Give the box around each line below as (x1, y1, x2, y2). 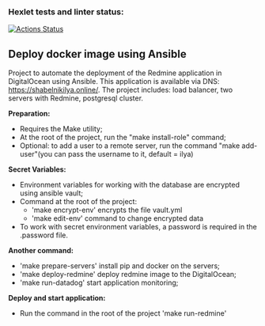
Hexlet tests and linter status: (8, 6, 124, 17)
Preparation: (8, 109, 51, 119)
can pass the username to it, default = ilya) (54, 150, 194, 159)
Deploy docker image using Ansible (8, 47, 187, 61)
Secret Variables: (8, 165, 66, 174)
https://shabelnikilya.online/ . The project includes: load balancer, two (8, 85, 233, 95)
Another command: (8, 246, 74, 256)
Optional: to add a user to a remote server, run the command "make (19, 141, 240, 150)
